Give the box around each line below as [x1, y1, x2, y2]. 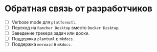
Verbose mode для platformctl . [11, 19, 77, 25]
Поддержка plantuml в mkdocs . [11, 36, 74, 42]
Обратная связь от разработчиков [4, 3, 153, 14]
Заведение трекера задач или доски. [11, 30, 90, 36]
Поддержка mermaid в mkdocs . [11, 41, 72, 47]
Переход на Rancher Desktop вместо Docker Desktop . [11, 25, 120, 30]
